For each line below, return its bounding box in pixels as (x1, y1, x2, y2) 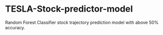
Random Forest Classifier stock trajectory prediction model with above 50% (5, 19, 159, 25)
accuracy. (5, 24, 26, 30)
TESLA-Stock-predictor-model (5, 3, 133, 15)
